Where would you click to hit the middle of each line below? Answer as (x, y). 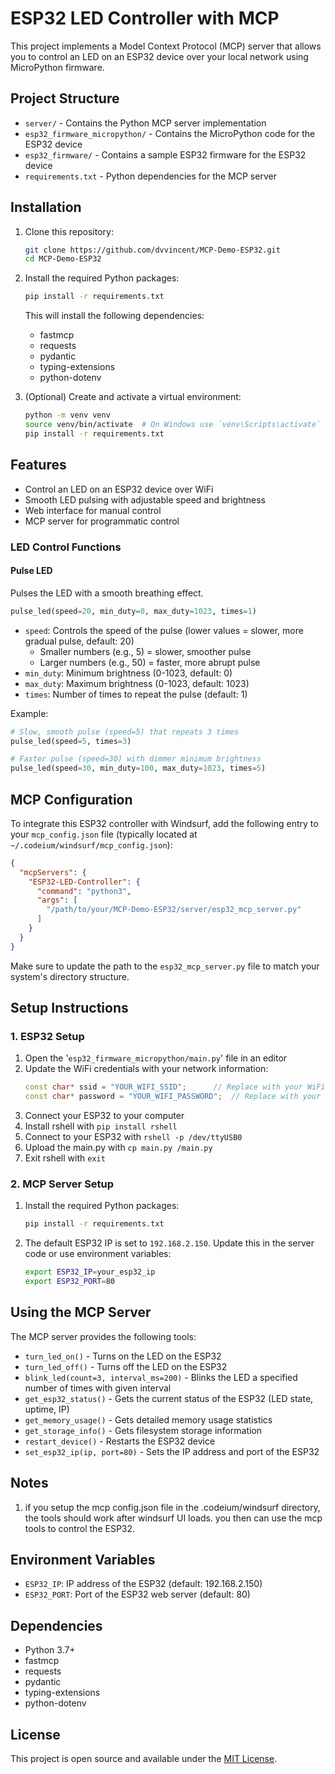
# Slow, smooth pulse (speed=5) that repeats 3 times (125, 732)
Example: (29, 713)
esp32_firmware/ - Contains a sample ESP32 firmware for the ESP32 (165, 154)
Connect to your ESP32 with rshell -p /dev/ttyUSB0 (133, 1137)
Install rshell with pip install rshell (101, 1126)
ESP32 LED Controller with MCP (145, 18)
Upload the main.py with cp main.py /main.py (118, 1148)
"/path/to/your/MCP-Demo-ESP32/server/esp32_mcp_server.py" (174, 910)
